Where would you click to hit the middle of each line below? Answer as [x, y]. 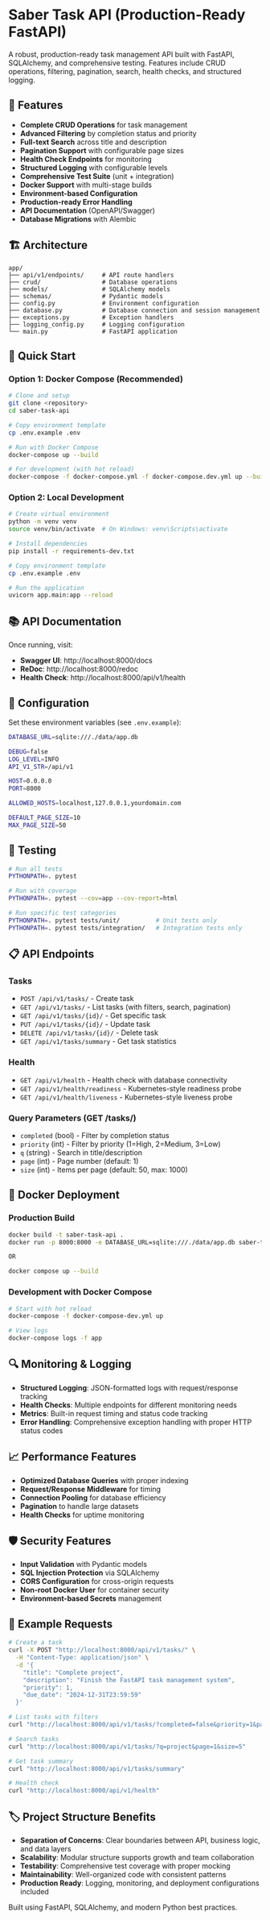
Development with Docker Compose [80, 1292]
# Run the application [46, 588]
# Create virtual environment [59, 514]
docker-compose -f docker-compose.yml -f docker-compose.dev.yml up [125, 477]
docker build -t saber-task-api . [66, 1235]
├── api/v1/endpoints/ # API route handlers [91, 275]
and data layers [45, 1848]
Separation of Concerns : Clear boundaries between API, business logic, [140, 1840]
